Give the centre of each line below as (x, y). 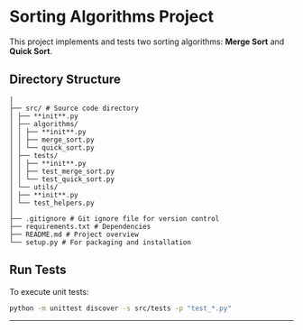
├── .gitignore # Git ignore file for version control (115, 218)
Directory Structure (65, 80)
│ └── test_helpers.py (52, 203)
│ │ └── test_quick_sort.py (62, 179)
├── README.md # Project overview (74, 234)
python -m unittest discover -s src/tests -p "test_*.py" (120, 308)
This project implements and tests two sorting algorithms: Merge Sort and (147, 41)
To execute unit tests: (49, 291)
